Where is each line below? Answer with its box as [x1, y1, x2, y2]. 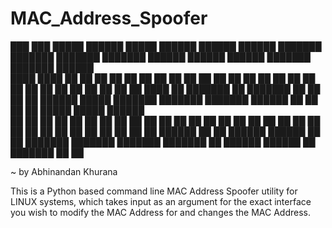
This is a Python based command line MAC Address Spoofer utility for [10, 185, 298, 197]
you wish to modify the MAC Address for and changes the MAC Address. [10, 206, 311, 218]
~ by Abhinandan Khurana [10, 165, 118, 177]
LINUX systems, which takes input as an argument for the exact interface [10, 195, 312, 207]
